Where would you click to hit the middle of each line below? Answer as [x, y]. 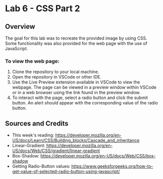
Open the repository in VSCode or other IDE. [57, 77]
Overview [20, 27]
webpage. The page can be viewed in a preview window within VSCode [84, 87]
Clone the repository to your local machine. [55, 72]
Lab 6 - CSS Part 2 [43, 9]
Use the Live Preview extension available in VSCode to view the [76, 82]
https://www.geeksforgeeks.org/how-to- [112, 166]
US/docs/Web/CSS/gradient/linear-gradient [56, 151]
